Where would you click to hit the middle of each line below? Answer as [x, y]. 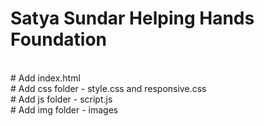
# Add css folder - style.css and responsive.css [108, 88]
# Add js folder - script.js [61, 99]
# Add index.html [45, 78]
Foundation [59, 39]
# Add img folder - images [64, 109]
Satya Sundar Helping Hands [132, 18]
